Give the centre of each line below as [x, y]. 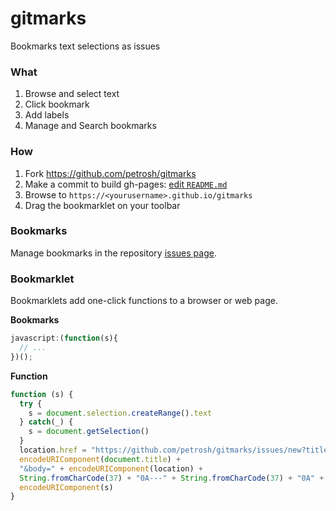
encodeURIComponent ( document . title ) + [100, 459]
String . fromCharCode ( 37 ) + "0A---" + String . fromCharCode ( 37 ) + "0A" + [172, 478]
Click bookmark [57, 104]
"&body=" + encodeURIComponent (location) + [111, 468]
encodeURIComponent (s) [66, 487]
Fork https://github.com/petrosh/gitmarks [110, 173]
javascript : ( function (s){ [64, 338]
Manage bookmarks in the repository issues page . [113, 253]
